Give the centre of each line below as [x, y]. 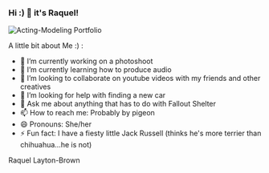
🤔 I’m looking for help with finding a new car [93, 95]
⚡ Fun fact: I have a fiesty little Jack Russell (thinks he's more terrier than [141, 133]
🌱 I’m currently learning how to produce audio [96, 70]
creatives [35, 86]
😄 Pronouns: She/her [56, 124]
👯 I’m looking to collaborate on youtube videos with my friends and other [140, 78]
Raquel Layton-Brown [44, 160]
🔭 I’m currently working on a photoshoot [86, 61]
